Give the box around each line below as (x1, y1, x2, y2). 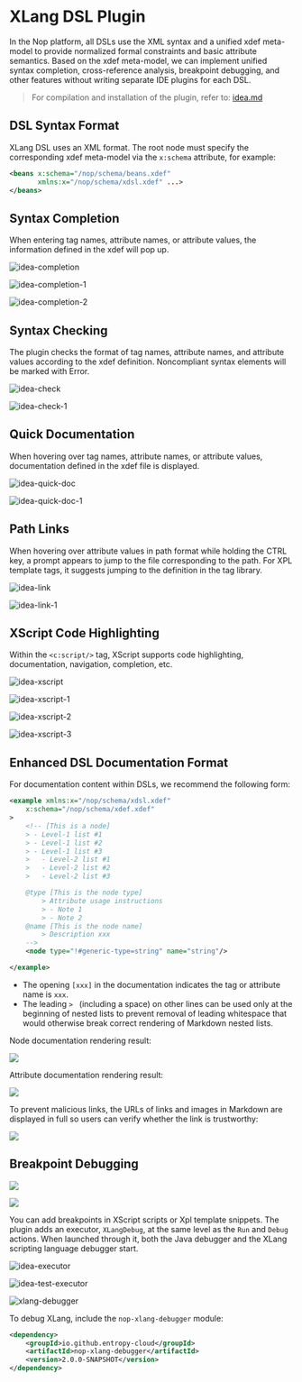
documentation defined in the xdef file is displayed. (9, 460, 200, 471)
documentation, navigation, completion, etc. (9, 659, 173, 670)
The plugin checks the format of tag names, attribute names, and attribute (9, 347, 285, 357)
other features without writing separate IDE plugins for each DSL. (9, 74, 252, 85)
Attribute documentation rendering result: (9, 1069, 164, 1080)
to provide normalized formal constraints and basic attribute (34, 45, 257, 56)
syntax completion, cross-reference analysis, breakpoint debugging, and (9, 65, 280, 76)
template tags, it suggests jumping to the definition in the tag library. (9, 564, 263, 575)
